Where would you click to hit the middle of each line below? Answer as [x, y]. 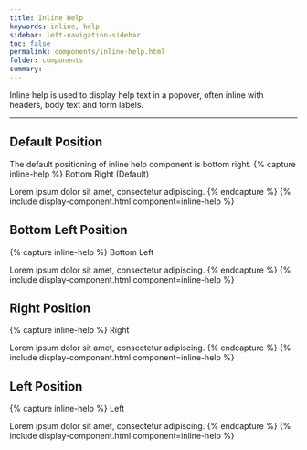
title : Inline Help [47, 18]
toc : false [30, 43]
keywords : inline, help [55, 27]
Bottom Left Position [69, 230]
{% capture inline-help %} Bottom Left [82, 252]
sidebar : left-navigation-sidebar [75, 35]
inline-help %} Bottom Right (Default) [79, 174]
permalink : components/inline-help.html [88, 52]
